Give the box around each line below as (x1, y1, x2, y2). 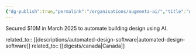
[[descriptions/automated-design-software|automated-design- (33, 36, 185, 43)
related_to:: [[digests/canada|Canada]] (31, 42, 125, 49)
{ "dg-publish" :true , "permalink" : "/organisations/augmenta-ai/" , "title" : (5, 8, 187, 15)
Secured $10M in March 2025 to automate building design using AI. (5, 25, 168, 32)
